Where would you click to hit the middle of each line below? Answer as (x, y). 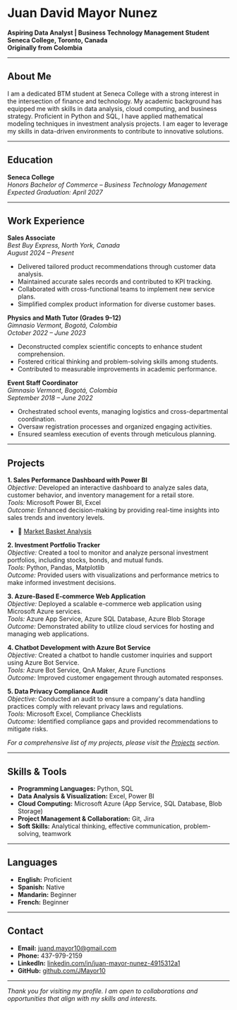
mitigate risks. (28, 729)
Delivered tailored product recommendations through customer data (117, 267)
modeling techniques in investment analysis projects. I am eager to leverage (118, 123)
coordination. (37, 419)
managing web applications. (48, 634)
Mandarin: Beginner (47, 894)
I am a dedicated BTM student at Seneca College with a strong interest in (113, 93)
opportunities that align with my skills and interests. (82, 998)
